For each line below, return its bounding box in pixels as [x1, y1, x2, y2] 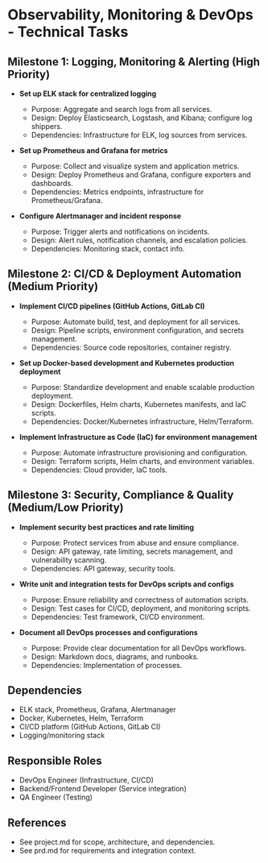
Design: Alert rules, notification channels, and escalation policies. [31, 235, 249, 245]
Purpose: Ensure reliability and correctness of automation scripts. [31, 595, 249, 604]
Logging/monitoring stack [19, 731, 105, 741]
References [7, 815, 67, 829]
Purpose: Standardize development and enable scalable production [31, 382, 255, 392]
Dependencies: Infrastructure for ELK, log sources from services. [31, 131, 248, 139]
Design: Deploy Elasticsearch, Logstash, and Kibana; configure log [31, 113, 253, 122]
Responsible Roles [7, 753, 102, 767]
